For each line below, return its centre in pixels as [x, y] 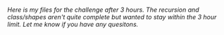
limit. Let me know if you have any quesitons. [73, 24]
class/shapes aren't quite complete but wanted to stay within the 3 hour [112, 16]
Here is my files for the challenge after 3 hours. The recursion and [103, 10]
